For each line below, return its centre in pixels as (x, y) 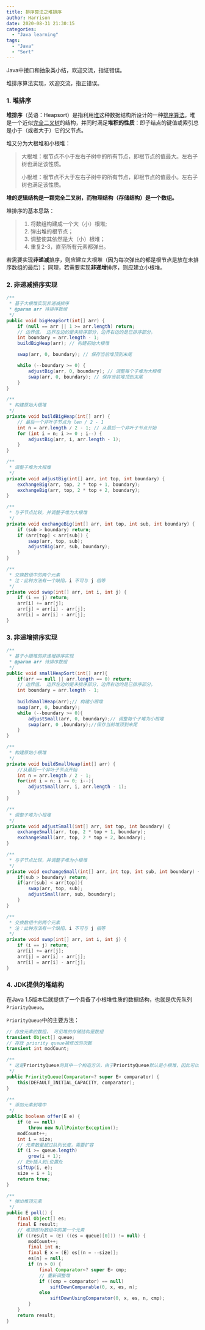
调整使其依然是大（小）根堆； (68, 239)
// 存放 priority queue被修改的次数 (49, 1043)
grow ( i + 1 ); (45, 1156)
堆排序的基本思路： (31, 211)
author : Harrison (28, 18)
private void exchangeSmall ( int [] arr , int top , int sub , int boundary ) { (103, 871)
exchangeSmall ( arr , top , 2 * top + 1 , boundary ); (82, 832)
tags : (13, 40)
